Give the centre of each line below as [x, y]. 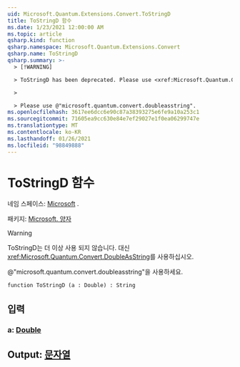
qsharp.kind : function [41, 41]
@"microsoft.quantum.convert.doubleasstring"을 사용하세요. [95, 272]
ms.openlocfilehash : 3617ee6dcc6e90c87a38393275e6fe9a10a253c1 [104, 112]
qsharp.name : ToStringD [43, 54]
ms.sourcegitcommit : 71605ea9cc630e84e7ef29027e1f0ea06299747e [104, 119]
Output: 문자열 [39, 355]
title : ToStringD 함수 [40, 21]
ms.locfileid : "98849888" [46, 145]
